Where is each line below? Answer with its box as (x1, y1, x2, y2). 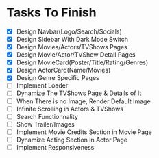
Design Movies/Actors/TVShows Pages (16, 43, 127, 51)
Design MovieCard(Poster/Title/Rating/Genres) (16, 58, 149, 66)
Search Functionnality (16, 112, 78, 120)
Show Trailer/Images (16, 120, 75, 128)
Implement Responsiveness (16, 143, 95, 151)
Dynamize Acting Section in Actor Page (16, 135, 128, 144)
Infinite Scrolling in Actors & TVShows (16, 105, 124, 113)
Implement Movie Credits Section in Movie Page (16, 128, 152, 136)
